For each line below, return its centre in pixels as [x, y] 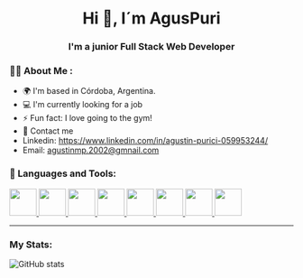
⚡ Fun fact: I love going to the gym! [87, 118]
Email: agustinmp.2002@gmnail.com [91, 150]
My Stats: [31, 245]
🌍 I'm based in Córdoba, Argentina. [89, 91]
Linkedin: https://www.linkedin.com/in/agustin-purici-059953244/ [145, 141]
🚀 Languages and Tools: [63, 173]
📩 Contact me [48, 131]
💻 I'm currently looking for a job [82, 105]
